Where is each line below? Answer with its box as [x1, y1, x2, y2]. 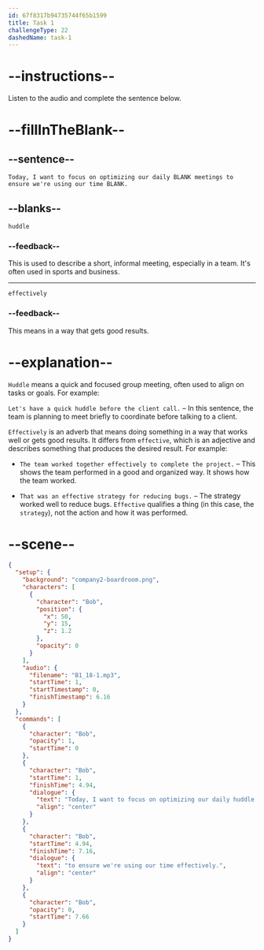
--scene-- [8, 535, 75, 553]
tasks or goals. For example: [8, 388, 100, 397]
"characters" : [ [22, 583, 76, 591]
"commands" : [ [15, 715, 61, 723]
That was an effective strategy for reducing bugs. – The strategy [19, 490, 241, 501]
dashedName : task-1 [8, 33, 72, 42]
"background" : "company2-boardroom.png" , [22, 576, 159, 584]
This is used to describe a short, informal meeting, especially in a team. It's [8, 259, 251, 268]
